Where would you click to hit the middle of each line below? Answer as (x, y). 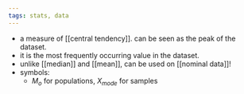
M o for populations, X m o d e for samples (95, 82)
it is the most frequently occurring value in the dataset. (110, 55)
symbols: (35, 72)
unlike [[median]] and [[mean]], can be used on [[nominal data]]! (126, 64)
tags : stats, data (39, 16)
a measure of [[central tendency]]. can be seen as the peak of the (128, 38)
